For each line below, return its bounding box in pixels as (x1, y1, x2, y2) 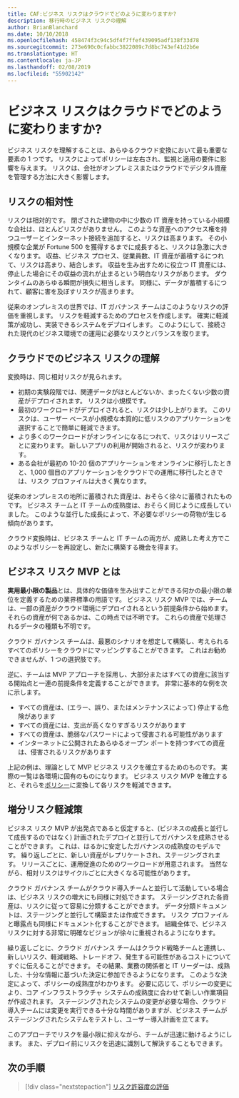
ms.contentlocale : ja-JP (7, 57, 81, 64)
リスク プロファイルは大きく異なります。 (30, 477, 151, 485)
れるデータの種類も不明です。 (7, 622, 95, 630)
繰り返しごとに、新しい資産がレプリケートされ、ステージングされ (21, 850, 215, 859)
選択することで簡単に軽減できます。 (17, 423, 123, 432)
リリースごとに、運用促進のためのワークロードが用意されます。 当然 (21, 860, 222, 868)
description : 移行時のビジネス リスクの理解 (7, 17, 127, 24)
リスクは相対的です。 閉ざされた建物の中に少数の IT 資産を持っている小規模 (7, 216, 230, 225)
